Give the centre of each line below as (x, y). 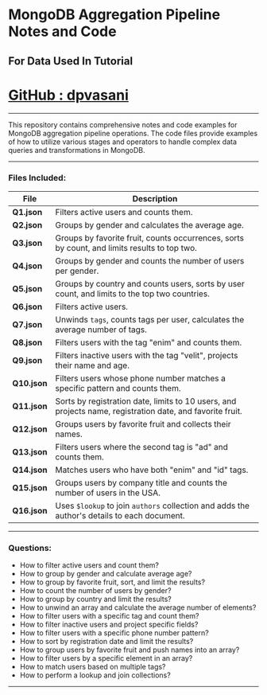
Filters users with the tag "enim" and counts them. (149, 342)
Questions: (30, 548)
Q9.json (27, 360)
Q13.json (30, 451)
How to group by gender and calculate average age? (106, 574)
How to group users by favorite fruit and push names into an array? (130, 650)
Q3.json (27, 243)
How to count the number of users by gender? (95, 591)
